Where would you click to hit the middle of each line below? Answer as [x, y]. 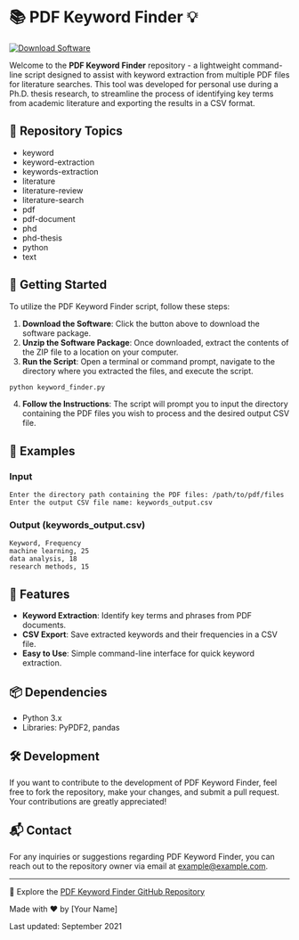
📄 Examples [42, 451]
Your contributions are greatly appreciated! [88, 801]
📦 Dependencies [58, 692]
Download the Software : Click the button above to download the [141, 323]
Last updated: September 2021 [66, 926]
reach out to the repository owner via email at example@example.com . [139, 866]
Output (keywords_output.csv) [77, 525]
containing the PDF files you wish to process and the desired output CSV [156, 413]
